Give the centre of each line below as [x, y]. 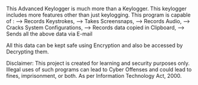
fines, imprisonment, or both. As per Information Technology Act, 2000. [94, 76]
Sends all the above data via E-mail [49, 34]
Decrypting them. [28, 52]
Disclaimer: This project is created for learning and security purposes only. [98, 63]
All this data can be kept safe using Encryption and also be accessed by [95, 45]
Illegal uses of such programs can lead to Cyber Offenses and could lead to [99, 70]
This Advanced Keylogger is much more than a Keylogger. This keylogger [96, 9]
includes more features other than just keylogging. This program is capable [98, 15]
